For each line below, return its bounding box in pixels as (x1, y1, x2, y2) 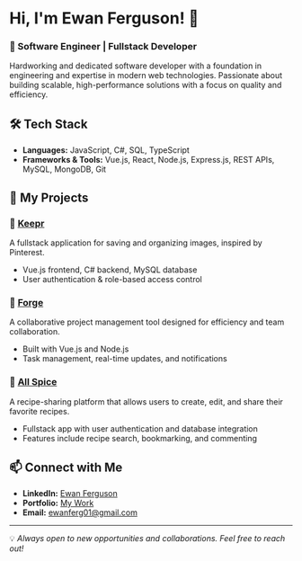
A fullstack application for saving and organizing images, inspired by (9, 237, 262, 248)
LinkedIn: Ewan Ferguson (22, 488, 119, 499)
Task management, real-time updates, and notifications (22, 353, 227, 364)
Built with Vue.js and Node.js (22, 343, 129, 354)
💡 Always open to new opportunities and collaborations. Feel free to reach (9, 533, 286, 544)
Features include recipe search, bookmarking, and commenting (22, 432, 258, 443)
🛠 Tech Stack (9, 116, 88, 131)
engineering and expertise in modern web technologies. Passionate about (9, 70, 283, 81)
